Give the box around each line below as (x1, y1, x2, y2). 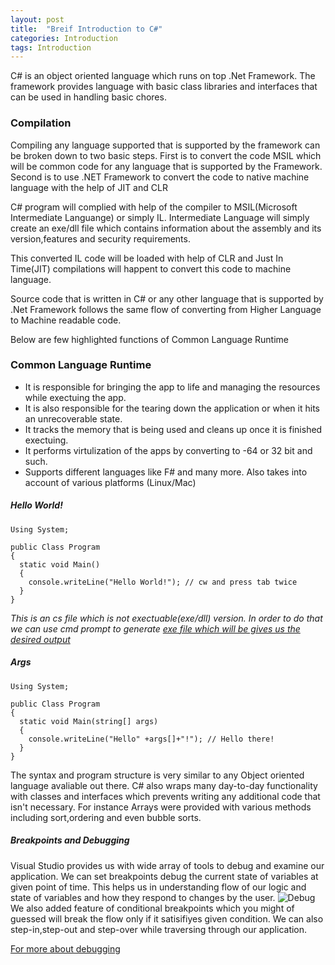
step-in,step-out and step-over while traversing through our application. (10, 923, 308, 935)
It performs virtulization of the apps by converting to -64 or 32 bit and (24, 444, 313, 456)
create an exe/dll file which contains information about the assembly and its (10, 222, 322, 234)
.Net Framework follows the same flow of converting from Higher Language (10, 303, 322, 315)
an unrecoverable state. (24, 412, 123, 425)
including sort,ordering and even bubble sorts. (10, 811, 202, 823)
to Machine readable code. (10, 314, 122, 326)
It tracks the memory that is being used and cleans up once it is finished (24, 423, 323, 435)
